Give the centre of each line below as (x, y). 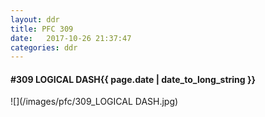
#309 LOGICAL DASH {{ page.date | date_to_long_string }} (133, 79)
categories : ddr (44, 47)
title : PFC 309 (42, 29)
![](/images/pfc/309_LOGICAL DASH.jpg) (94, 102)
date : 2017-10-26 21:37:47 (71, 38)
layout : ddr (35, 19)
